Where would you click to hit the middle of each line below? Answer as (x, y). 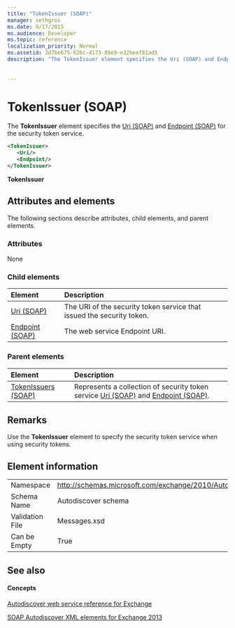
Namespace (31, 485)
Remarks (27, 420)
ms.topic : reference (37, 40)
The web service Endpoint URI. (115, 331)
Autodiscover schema (93, 501)
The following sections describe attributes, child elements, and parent (108, 218)
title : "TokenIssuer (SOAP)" (50, 14)
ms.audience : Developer (42, 33)
